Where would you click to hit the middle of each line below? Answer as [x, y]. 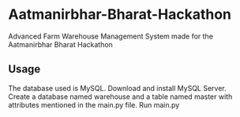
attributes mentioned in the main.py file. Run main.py [94, 104]
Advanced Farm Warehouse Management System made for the [111, 36]
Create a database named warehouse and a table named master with [120, 97]
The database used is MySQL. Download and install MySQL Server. [117, 88]
